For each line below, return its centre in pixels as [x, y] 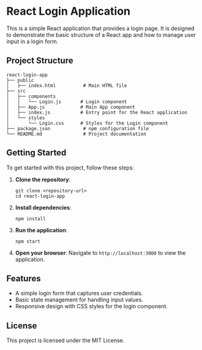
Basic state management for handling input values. [79, 300]
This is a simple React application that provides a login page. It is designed [100, 28]
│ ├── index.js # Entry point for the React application [97, 112]
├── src [16, 91]
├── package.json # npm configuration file [78, 128]
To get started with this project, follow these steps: [70, 168]
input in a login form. [32, 41]
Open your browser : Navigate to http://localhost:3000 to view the [100, 252]
